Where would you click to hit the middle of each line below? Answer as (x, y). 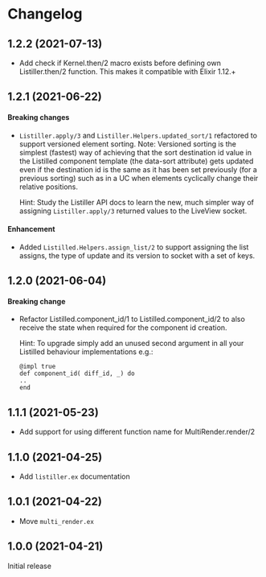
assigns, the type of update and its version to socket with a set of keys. (137, 255)
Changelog (45, 14)
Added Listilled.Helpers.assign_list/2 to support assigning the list (134, 247)
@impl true (37, 367)
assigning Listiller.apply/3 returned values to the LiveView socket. (133, 211)
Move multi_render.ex (56, 521)
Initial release (29, 566)
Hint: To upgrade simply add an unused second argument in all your (131, 344)
